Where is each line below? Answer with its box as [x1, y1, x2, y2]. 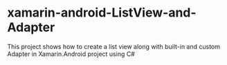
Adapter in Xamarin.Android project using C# [7, 50, 135, 58]
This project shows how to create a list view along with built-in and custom [7, 42, 220, 50]
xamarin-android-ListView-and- [7, 5, 197, 21]
